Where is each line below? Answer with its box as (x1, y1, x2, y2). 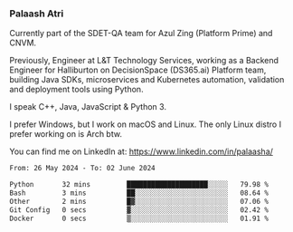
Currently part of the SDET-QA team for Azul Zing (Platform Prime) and (9, 28, 273, 39)
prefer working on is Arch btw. (9, 129, 122, 140)
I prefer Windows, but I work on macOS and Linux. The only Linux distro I (9, 119, 282, 130)
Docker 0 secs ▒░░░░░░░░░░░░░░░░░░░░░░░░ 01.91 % (9, 214, 269, 223)
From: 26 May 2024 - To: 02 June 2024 (9, 164, 156, 173)
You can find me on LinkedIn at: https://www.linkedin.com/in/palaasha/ (9, 146, 274, 157)
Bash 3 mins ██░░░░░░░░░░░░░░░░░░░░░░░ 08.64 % (9, 188, 269, 198)
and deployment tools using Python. (9, 84, 144, 95)
